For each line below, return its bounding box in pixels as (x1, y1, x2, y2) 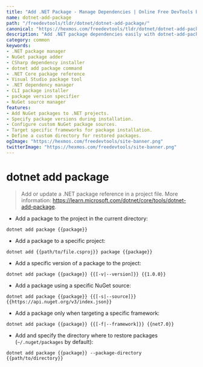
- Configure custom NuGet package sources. (6, 122, 118, 128)
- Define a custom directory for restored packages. (6, 133, 142, 139)
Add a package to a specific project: (14, 237, 106, 244)
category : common (6, 37, 50, 43)
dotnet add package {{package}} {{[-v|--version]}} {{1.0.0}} (6, 271, 166, 277)
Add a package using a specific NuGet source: (14, 282, 132, 289)
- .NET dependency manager (6, 82, 74, 88)
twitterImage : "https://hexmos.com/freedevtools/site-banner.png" (6, 144, 177, 150)
